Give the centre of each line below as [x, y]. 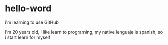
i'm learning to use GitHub [32, 22]
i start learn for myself [28, 37]
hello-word [28, 9]
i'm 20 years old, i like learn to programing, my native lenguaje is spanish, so [84, 32]
